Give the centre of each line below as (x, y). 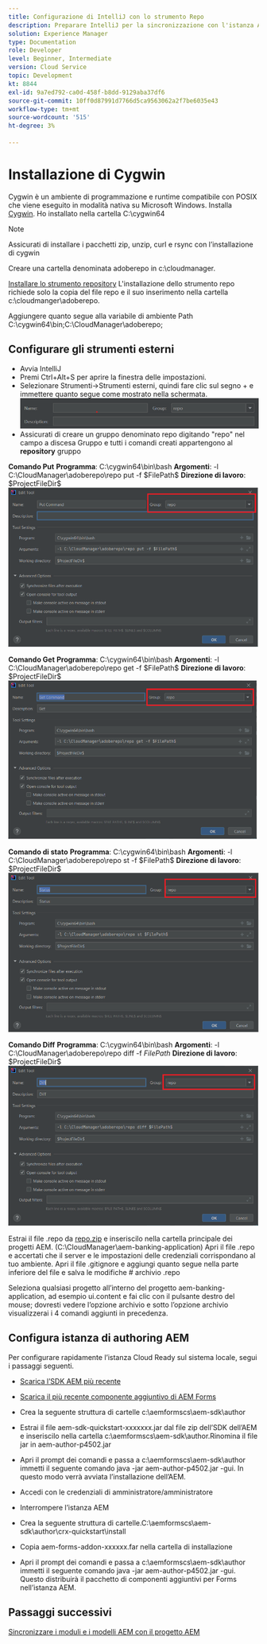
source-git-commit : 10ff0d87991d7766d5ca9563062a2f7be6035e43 (113, 101)
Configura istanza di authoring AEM (99, 1338)
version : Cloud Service (48, 68)
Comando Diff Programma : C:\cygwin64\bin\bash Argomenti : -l (114, 1044)
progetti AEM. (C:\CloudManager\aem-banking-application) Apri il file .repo (132, 1247)
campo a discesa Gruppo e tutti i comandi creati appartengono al (126, 442)
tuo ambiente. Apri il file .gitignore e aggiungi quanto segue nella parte (124, 1264)
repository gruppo (50, 451)
